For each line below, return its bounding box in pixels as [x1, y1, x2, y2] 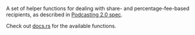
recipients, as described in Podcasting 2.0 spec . [6, 11, 123, 18]
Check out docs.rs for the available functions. [6, 23, 116, 29]
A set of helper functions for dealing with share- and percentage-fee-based [6, 5, 190, 12]
